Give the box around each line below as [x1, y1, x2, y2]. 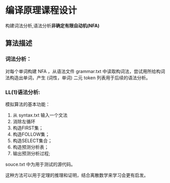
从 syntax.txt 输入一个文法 [12, 112, 68, 118]
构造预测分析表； [12, 144, 49, 150]
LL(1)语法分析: [5, 88, 40, 96]
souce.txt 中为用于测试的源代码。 [5, 161, 76, 167]
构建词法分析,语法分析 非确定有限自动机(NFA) [5, 22, 100, 29]
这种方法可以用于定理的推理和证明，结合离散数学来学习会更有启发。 [5, 172, 149, 178]
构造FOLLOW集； [12, 131, 50, 137]
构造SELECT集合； [12, 138, 53, 144]
